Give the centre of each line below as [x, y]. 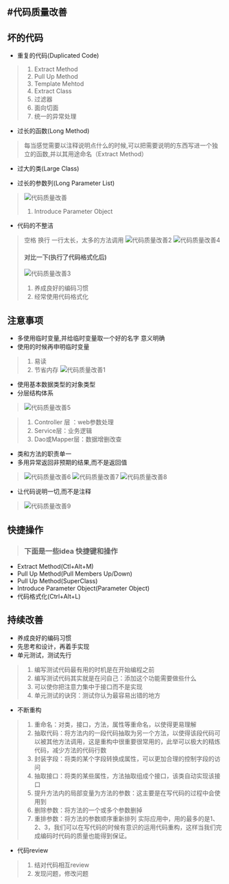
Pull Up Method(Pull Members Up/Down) [74, 574]
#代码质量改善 [37, 12]
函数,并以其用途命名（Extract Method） [92, 154]
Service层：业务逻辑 [63, 431]
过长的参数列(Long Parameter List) [66, 183]
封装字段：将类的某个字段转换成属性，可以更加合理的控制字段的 [124, 759]
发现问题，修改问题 [61, 873]
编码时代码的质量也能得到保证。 [85, 835]
